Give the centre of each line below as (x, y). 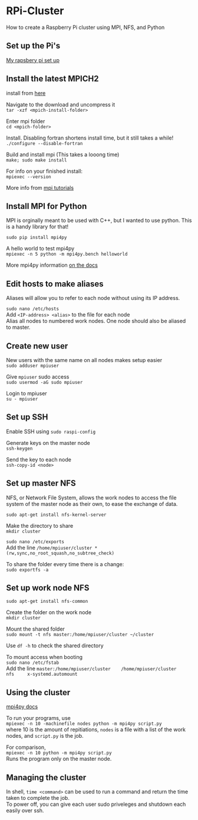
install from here (26, 93)
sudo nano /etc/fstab (33, 663)
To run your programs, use (38, 718)
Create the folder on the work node (49, 612)
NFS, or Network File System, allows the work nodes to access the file (91, 498)
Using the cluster (38, 693)
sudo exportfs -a (27, 570)
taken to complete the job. (38, 798)
